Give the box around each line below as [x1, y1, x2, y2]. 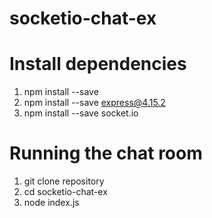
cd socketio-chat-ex [23, 186, 108, 198]
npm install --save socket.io [23, 107, 139, 119]
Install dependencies [9, 53, 187, 76]
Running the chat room [9, 142, 203, 165]
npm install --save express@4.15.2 [23, 97, 166, 109]
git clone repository [23, 175, 105, 187]
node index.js [23, 197, 80, 209]
